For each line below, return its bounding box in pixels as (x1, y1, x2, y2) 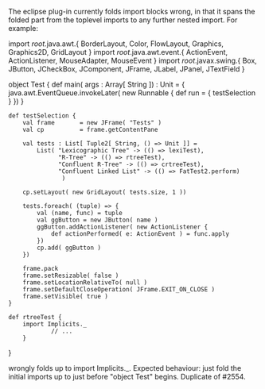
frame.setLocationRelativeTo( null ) (22, 279, 148, 287)
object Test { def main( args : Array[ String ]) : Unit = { (8, 79, 185, 89)
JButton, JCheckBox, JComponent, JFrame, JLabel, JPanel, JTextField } (8, 64, 245, 74)
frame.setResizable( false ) (22, 272, 119, 279)
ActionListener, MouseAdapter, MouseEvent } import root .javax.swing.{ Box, (8, 56, 257, 65)
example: (8, 24, 38, 33)
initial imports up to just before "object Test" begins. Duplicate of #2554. (8, 372, 246, 381)
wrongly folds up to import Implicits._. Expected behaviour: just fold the (8, 364, 242, 372)
